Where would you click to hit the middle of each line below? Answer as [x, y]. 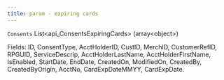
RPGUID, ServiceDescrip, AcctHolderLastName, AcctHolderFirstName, [109, 54]
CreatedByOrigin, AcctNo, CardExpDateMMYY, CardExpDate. [96, 69]
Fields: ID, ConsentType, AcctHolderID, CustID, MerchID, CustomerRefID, [112, 47]
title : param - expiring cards [53, 14]
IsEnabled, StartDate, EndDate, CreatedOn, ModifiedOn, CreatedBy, [105, 62]
